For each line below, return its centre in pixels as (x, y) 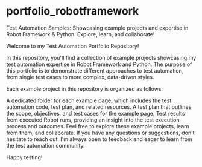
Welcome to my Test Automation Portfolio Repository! (73, 46)
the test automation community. (46, 145)
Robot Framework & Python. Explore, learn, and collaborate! (80, 34)
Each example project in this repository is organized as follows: (85, 88)
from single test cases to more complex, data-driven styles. (80, 77)
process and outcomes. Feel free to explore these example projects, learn (98, 126)
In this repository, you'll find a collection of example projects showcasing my (101, 57)
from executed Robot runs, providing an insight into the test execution (93, 120)
